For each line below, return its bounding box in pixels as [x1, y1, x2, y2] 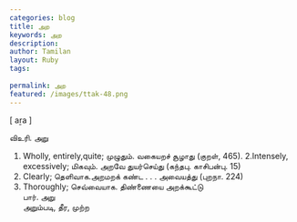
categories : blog [9, 13, 76, 23]
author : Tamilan [9, 47, 71, 56]
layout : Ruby [9, 55, 59, 65]
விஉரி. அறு [9, 132, 48, 143]
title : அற [9, 22, 50, 31]
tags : [9, 65, 30, 74]
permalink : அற [9, 81, 67, 90]
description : [9, 38, 59, 48]
